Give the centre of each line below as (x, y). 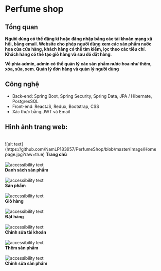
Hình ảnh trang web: (36, 127)
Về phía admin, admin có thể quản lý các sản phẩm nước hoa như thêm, (78, 64)
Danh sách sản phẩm (27, 170)
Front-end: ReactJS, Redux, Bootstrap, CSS (56, 106)
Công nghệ (22, 84)
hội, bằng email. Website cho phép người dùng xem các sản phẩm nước (78, 44)
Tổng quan (22, 27)
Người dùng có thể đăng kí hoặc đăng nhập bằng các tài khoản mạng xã (79, 39)
